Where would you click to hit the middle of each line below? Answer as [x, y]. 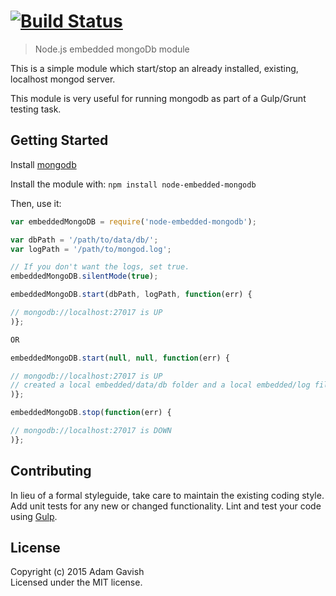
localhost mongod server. [63, 79]
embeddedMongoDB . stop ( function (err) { [91, 413]
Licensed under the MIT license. [76, 582]
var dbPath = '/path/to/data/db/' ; [84, 240]
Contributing [51, 471]
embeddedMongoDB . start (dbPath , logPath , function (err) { [131, 295]
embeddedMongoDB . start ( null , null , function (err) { [120, 358]
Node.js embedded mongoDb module [112, 49]
